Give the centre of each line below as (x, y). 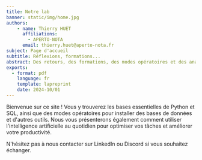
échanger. (19, 150)
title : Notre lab (28, 12)
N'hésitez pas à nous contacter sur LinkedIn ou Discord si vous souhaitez (97, 144)
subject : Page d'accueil (37, 51)
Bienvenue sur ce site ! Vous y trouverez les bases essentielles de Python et (100, 107)
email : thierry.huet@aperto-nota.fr (68, 46)
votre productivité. (29, 132)
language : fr (33, 79)
